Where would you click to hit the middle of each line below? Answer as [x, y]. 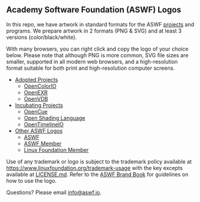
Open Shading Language [54, 118]
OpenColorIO [40, 86]
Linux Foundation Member [56, 150]
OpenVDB [36, 99]
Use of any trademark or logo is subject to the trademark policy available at [99, 161]
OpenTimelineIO [44, 124]
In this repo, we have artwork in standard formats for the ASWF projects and [100, 24]
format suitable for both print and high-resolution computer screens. [90, 68]
